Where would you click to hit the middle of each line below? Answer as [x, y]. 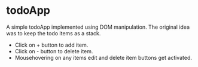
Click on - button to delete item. [54, 51]
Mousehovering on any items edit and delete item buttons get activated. [103, 57]
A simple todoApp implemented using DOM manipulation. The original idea [98, 27]
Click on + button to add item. [51, 45]
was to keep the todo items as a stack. [54, 33]
